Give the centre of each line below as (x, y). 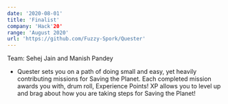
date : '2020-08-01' (35, 13)
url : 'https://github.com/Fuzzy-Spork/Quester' (77, 39)
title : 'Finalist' (33, 20)
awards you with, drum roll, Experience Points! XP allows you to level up (119, 86)
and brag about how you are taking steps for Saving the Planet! (106, 94)
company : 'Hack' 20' (35, 26)
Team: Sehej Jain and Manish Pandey (60, 58)
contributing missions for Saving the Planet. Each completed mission (114, 79)
